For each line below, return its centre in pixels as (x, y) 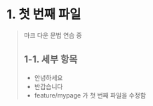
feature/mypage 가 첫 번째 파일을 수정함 (90, 95)
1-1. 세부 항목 (51, 59)
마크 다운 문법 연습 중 (53, 35)
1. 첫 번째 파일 (44, 14)
